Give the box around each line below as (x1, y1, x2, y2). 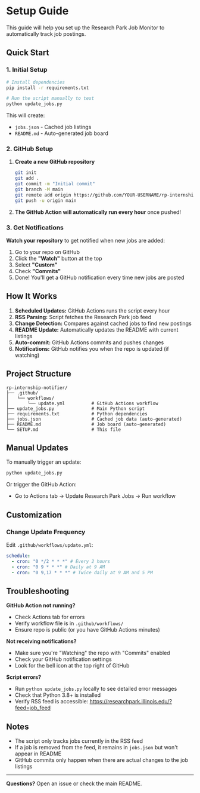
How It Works (6, 291, 58, 301)
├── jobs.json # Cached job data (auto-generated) (6, 416, 183, 422)
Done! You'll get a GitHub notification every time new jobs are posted (14, 274, 185, 281)
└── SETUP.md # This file (6, 426, 121, 433)
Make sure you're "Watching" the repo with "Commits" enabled (14, 650, 171, 657)
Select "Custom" (14, 261, 58, 268)
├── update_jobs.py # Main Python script (6, 405, 145, 412)
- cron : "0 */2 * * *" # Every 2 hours (11, 558, 111, 564)
